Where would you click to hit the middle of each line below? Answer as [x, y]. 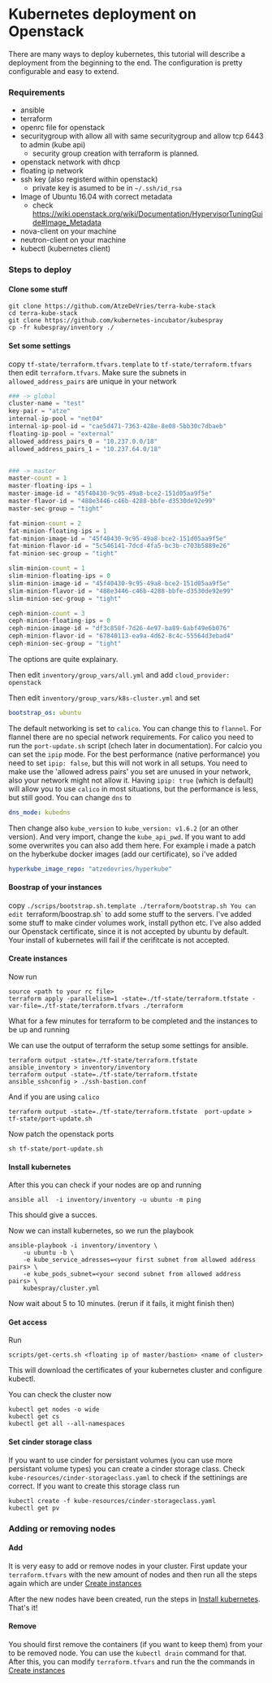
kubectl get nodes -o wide [54, 1409]
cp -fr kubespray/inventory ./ [61, 328]
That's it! [23, 1607]
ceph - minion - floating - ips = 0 [60, 621]
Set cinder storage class [50, 1441]
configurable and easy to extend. [64, 71]
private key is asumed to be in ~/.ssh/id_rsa [107, 188]
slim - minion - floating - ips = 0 [60, 576]
